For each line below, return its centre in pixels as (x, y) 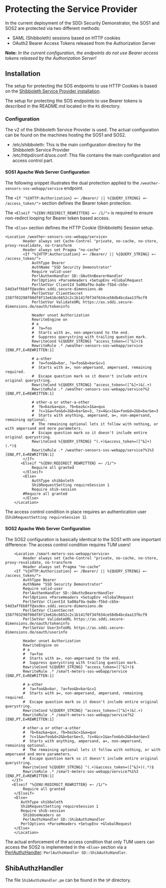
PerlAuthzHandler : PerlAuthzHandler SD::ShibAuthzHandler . (66, 853)
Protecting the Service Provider (71, 9)
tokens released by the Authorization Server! (51, 58)
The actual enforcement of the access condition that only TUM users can (80, 842)
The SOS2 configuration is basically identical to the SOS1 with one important (83, 540)
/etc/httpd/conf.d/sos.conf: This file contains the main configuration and (86, 155)
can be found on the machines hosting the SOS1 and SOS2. (66, 135)
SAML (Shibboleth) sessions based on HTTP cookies (66, 38)
